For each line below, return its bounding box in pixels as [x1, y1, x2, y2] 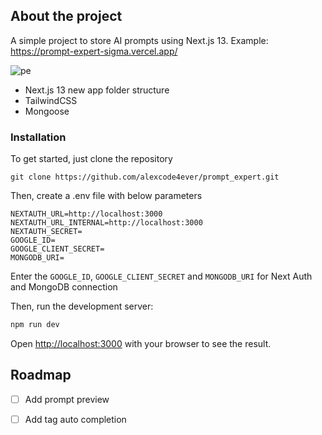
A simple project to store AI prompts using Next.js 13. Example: [10, 34, 269, 46]
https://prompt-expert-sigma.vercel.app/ [10, 45, 178, 57]
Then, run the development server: [10, 300, 154, 313]
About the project [10, 8, 123, 25]
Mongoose [24, 105, 70, 117]
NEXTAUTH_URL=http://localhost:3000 [10, 209, 163, 219]
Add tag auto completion [24, 413, 127, 425]
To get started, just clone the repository [10, 153, 173, 165]
